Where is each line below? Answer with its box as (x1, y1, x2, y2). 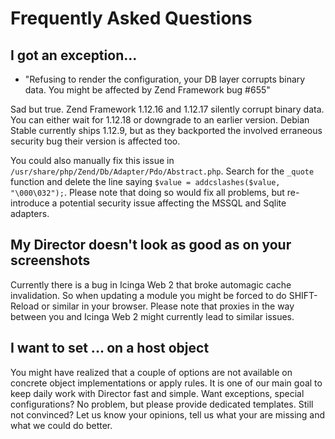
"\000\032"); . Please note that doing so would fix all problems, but (10, 187, 285, 198)
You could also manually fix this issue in (10, 155, 175, 166)
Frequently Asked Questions (10, 7, 253, 30)
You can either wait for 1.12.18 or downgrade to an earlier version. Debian (10, 114, 310, 126)
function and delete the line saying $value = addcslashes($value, (10, 176, 281, 187)
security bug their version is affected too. (10, 135, 181, 147)
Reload (10, 300, 40, 312)
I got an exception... (10, 47, 138, 64)
